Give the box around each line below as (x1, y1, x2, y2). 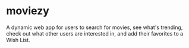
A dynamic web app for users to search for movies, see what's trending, (6, 24, 183, 31)
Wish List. (6, 36, 31, 43)
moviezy (6, 4, 49, 18)
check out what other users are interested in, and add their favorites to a (6, 30, 184, 37)
